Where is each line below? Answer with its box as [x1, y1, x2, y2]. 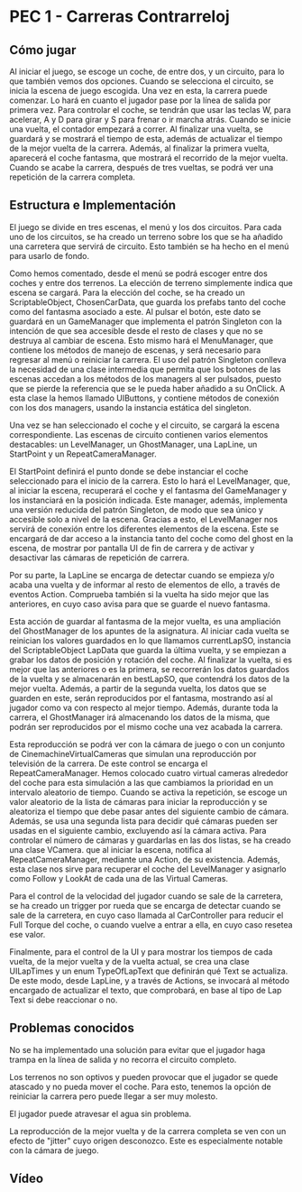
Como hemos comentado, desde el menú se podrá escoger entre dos [9, 268, 268, 279]
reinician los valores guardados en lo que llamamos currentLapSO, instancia [9, 634, 291, 646]
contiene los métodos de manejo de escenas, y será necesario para [9, 345, 261, 356]
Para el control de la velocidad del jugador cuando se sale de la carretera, [9, 891, 284, 901]
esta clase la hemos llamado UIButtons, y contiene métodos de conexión [9, 393, 279, 403]
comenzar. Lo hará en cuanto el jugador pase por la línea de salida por [9, 95, 271, 106]
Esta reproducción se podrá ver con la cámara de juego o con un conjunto [9, 738, 286, 750]
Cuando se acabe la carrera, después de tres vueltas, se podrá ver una [9, 162, 274, 172]
